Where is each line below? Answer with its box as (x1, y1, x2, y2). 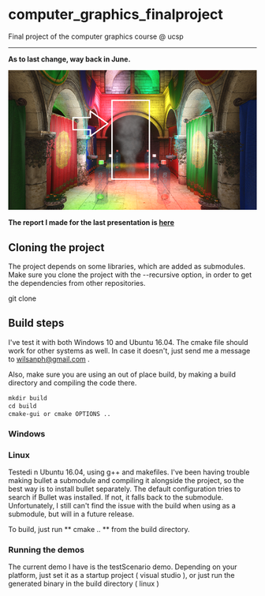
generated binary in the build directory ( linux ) (8, 579, 159, 589)
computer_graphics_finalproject (8, 6, 223, 24)
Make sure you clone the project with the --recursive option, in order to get (8, 270, 252, 279)
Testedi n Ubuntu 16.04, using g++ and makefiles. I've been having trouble (8, 467, 250, 477)
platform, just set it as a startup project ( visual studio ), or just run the (8, 571, 235, 580)
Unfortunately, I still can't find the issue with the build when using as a (8, 501, 236, 510)
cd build (8, 402, 37, 410)
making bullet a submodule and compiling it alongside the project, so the (8, 476, 244, 485)
